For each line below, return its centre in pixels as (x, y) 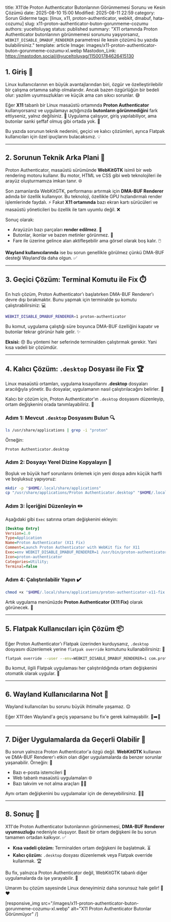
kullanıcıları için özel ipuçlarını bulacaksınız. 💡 (53, 137)
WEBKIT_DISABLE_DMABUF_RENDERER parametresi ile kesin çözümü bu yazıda (82, 40)
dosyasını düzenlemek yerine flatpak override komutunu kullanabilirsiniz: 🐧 (85, 649)
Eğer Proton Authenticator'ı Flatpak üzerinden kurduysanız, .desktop (77, 643)
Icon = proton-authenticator (34, 557)
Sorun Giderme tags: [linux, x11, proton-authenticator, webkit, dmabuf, (79, 18)
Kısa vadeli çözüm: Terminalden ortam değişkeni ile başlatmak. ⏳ (82, 848)
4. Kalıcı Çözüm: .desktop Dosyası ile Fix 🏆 (75, 369)
